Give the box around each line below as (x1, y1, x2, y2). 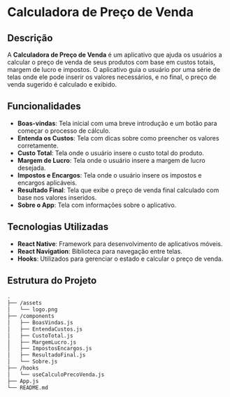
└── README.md (7, 384, 49, 391)
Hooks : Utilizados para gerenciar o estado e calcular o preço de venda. (17, 254, 224, 263)
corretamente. (17, 141, 59, 150)
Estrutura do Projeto (7, 275, 97, 287)
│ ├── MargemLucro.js (7, 338, 77, 346)
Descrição (7, 32, 53, 44)
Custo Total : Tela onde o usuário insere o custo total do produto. (17, 148, 204, 157)
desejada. (17, 164, 46, 172)
